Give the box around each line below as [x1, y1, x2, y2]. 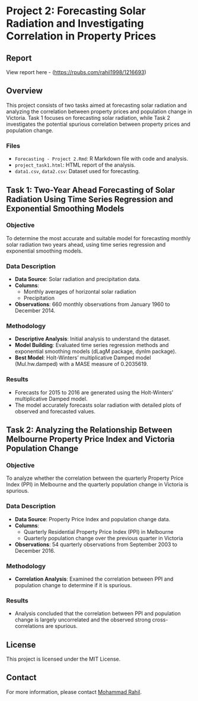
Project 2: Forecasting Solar [6, 4, 146, 18]
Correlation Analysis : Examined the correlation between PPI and [14, 575, 174, 582]
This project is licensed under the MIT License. [6, 655, 121, 662]
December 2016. [14, 547, 55, 554]
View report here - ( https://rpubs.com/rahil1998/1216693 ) [6, 69, 146, 75]
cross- [152, 616, 168, 623]
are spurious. [45, 623, 78, 630]
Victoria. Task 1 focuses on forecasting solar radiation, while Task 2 [6, 114, 171, 121]
